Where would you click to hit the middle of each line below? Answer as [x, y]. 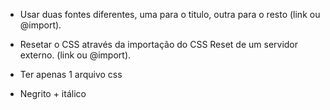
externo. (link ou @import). [75, 55]
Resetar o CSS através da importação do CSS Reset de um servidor [159, 44]
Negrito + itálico [53, 93]
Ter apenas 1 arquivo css [71, 74]
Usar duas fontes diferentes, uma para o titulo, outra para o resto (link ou [170, 14]
